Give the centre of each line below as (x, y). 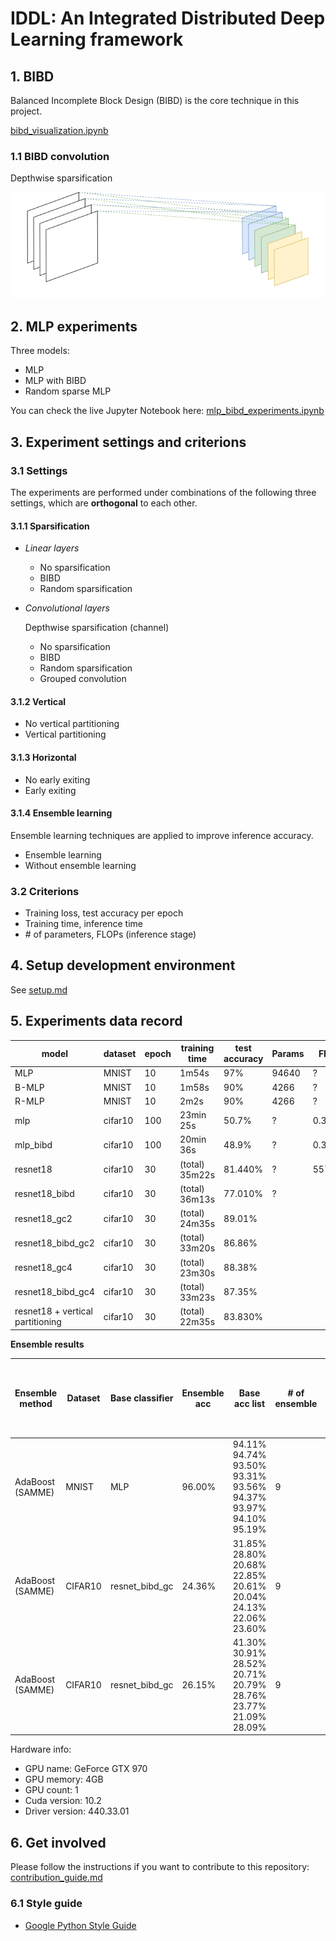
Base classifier (141, 1398)
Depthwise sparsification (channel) (97, 628)
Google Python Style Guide (80, 1925)
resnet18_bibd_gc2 (54, 1243)
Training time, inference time (83, 924)
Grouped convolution (83, 679)
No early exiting (57, 779)
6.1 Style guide (46, 1904)
